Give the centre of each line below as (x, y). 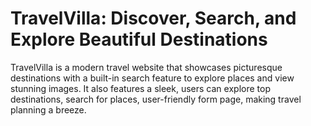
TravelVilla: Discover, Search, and (153, 18)
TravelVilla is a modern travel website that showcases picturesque (146, 67)
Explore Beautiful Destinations (139, 39)
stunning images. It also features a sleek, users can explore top (140, 88)
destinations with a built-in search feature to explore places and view (152, 78)
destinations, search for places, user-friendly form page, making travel (156, 99)
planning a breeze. (48, 109)
